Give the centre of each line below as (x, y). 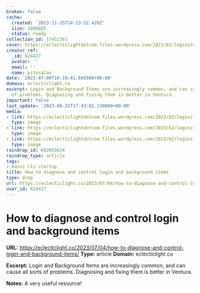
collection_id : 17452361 (37, 39)
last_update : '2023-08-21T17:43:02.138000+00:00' (69, 106)
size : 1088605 (29, 28)
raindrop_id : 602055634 (36, 150)
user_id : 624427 (26, 189)
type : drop (20, 178)
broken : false (24, 12)
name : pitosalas (32, 73)
